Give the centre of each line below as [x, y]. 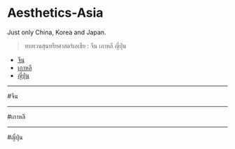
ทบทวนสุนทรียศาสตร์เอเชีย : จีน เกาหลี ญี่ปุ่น [75, 45]
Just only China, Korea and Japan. [57, 32]
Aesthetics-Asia [55, 13]
